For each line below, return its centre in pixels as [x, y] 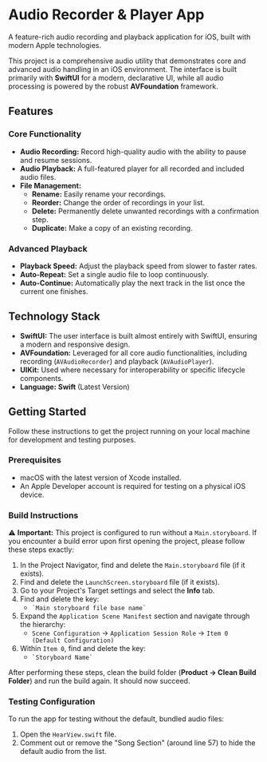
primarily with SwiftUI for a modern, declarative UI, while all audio [116, 77]
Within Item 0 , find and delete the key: [82, 649]
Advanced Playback [48, 248]
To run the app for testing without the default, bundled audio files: [116, 719]
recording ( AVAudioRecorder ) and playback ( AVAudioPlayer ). [117, 361]
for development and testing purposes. [72, 439]
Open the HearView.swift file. [68, 734]
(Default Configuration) [73, 641]
